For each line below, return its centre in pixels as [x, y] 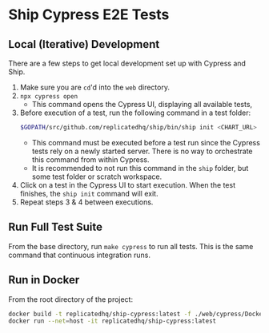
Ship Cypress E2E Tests [89, 15]
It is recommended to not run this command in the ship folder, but [140, 168]
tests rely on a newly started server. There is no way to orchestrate [143, 151]
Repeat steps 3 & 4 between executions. [86, 202]
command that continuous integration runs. [79, 255]
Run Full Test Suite [55, 227]
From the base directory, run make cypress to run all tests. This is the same [131, 246]
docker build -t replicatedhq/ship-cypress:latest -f [100, 314]
